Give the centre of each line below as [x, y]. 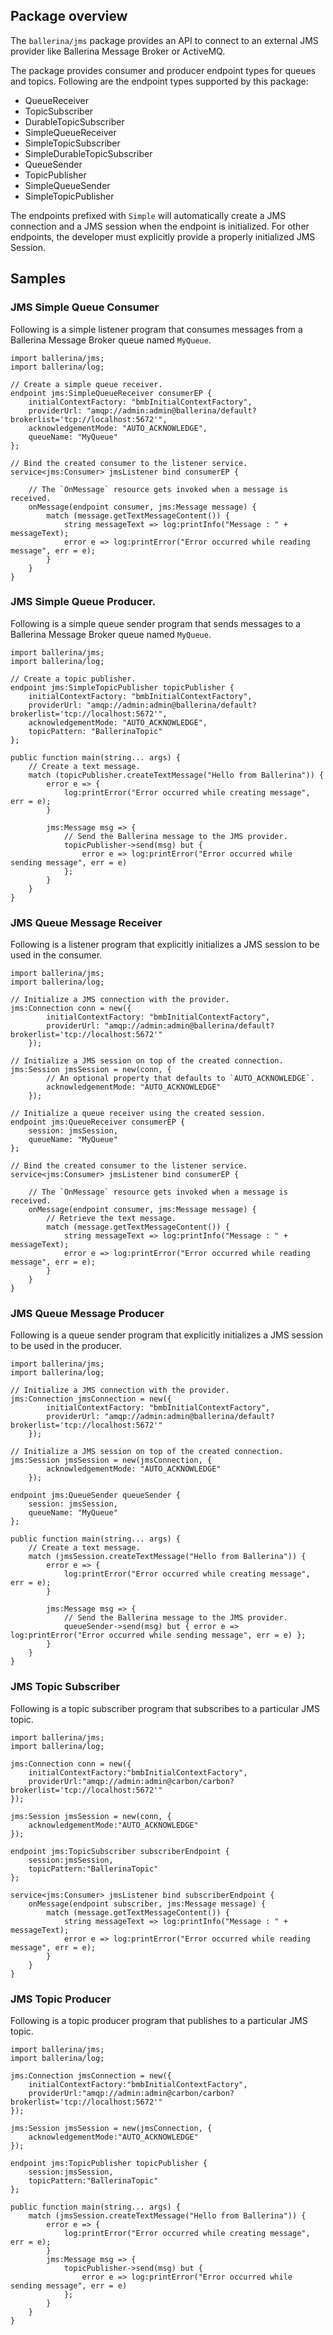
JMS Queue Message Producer [87, 1314]
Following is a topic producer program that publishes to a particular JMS [159, 2020]
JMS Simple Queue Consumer [85, 307]
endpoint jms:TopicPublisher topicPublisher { [109, 2163]
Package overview [69, 16]
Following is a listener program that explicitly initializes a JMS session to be [165, 945]
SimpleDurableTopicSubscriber [88, 153]
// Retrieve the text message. [111, 1219]
